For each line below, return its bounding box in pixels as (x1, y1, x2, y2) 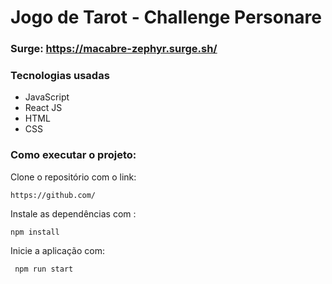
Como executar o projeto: (10, 148, 137, 162)
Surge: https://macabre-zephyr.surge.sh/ (10, 42, 218, 56)
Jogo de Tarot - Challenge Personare (10, 6, 323, 29)
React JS (24, 102, 63, 114)
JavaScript (24, 91, 70, 103)
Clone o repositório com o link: (10, 171, 137, 183)
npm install (10, 227, 60, 237)
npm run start (14, 264, 74, 274)
